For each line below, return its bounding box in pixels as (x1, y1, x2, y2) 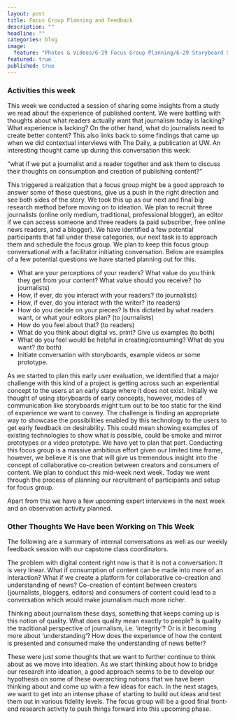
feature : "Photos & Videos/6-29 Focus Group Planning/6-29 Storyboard (13, 50, 224, 57)
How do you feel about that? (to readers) (17, 320, 135, 329)
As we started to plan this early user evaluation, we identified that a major (7, 371, 219, 380)
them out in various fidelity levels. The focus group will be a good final (7, 698, 210, 706)
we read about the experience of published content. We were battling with (7, 109, 221, 117)
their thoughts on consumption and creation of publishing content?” (7, 167, 203, 175)
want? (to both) (17, 342, 62, 351)
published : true (7, 62, 55, 69)
